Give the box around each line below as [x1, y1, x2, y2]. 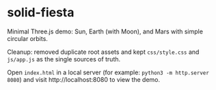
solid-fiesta [7, 5, 75, 20]
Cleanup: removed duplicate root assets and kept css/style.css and [7, 48, 200, 56]
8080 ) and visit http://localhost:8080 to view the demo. [7, 75, 161, 83]
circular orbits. [7, 34, 48, 42]
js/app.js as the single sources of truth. [7, 55, 121, 63]
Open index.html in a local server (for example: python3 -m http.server [7, 68, 210, 76]
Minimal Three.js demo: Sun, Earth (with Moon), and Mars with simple [7, 27, 204, 35]
